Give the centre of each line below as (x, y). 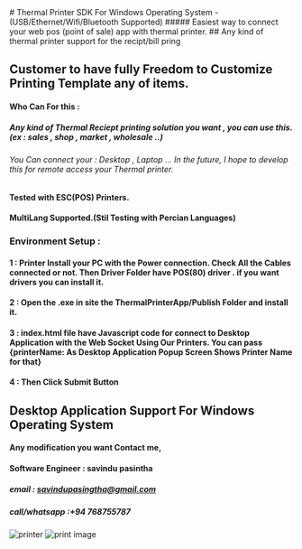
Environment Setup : (55, 241)
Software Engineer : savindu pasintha (81, 469)
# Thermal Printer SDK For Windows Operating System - (114, 12)
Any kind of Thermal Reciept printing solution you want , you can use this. (151, 127)
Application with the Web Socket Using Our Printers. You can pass (136, 342)
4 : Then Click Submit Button (64, 382)
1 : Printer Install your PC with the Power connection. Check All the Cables (150, 263)
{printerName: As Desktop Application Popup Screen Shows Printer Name (151, 352)
